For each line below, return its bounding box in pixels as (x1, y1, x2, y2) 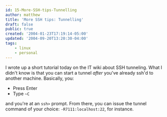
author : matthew (5, 12, 40, 17)
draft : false (5, 21, 33, 27)
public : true (5, 27, 33, 32)
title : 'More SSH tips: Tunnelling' (5, 17, 84, 22)
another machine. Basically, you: (5, 75, 75, 81)
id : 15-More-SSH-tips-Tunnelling (5, 7, 77, 13)
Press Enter (12, 85, 38, 91)
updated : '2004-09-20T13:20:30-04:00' (5, 36, 88, 41)
